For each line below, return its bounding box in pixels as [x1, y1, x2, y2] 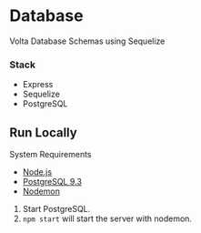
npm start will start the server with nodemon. [22, 213, 193, 224]
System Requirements [9, 149, 92, 160]
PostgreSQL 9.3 [22, 177, 82, 187]
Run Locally [9, 125, 77, 140]
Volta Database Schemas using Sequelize [9, 35, 166, 46]
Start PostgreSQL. [22, 204, 91, 215]
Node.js [22, 167, 53, 177]
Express [22, 79, 54, 90]
